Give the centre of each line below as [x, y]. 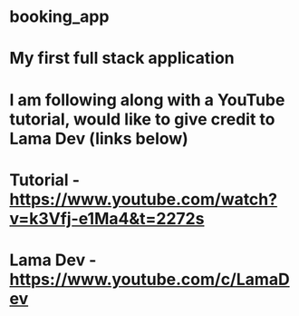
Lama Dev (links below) [99, 138]
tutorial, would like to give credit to [142, 119]
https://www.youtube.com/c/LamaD [149, 279]
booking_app [59, 17]
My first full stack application [122, 59]
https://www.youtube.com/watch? [144, 199]
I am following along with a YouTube [147, 99]
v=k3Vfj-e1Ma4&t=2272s [107, 218]
